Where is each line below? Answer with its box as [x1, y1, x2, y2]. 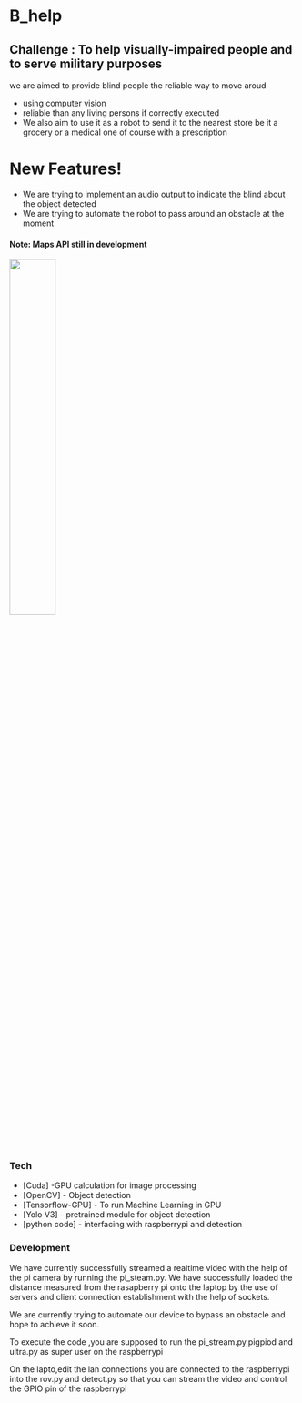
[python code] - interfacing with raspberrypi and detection [22, 1219, 243, 1230]
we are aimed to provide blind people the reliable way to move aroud [9, 80, 267, 91]
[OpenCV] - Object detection [22, 1190, 132, 1201]
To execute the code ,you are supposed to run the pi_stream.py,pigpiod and [9, 1336, 293, 1347]
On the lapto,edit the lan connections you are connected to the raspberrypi [9, 1363, 290, 1375]
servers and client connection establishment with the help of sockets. [9, 1291, 270, 1302]
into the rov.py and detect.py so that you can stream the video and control [9, 1373, 287, 1384]
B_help [9, 5, 63, 26]
